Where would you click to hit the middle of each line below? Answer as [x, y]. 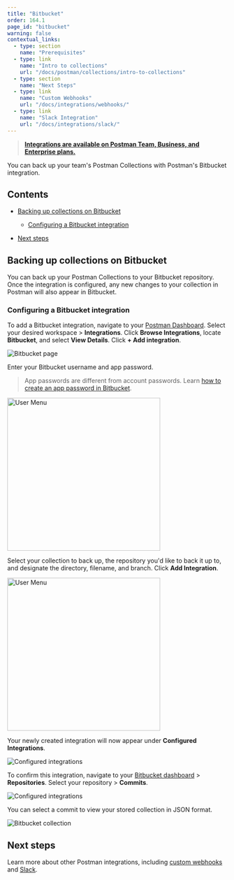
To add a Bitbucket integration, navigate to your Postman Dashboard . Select [116, 325]
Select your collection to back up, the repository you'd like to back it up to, [114, 561]
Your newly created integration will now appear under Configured [102, 741]
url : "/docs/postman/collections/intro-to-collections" [103, 72]
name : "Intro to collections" [64, 66]
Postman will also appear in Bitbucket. [62, 292]
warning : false [29, 33]
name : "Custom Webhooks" [56, 99]
